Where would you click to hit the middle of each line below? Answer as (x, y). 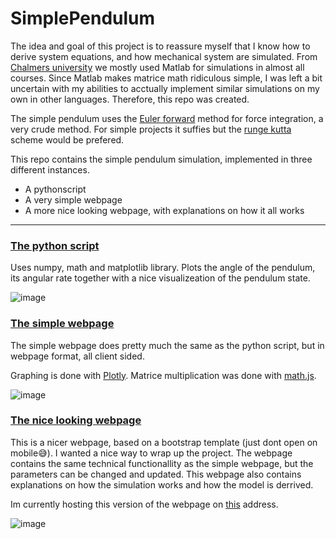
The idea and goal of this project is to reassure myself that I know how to (160, 46)
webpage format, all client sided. (77, 356)
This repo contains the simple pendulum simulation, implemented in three (161, 159)
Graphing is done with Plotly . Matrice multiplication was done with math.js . (163, 375)
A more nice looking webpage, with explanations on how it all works (164, 210)
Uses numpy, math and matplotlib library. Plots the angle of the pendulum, (163, 268)
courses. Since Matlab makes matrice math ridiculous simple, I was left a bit (166, 78)
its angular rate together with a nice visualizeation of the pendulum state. (160, 278)
